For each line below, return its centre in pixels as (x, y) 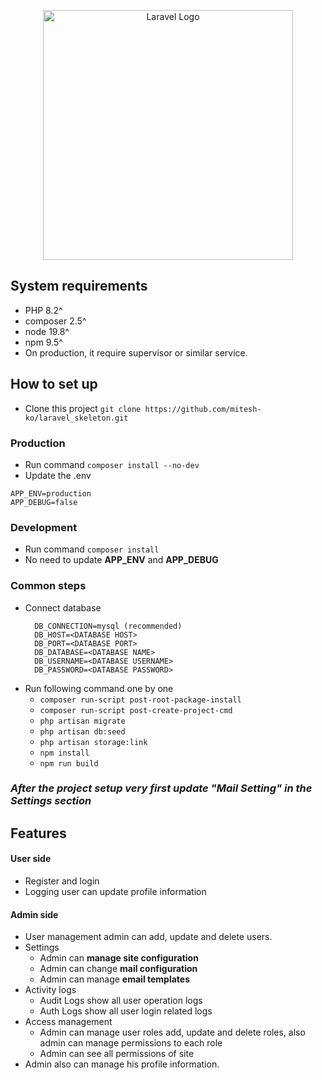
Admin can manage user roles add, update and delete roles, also (172, 1032)
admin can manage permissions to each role (131, 1043)
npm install (64, 753)
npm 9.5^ (43, 342)
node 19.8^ (47, 331)
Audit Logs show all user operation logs (121, 1001)
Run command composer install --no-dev (112, 464)
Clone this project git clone (83, 408)
